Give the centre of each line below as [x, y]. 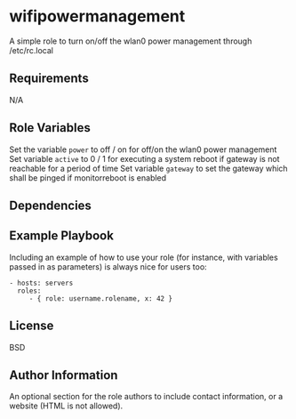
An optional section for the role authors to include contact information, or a [146, 397]
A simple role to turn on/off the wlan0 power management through [131, 41]
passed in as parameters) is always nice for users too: [108, 266]
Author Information [64, 375]
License [32, 326]
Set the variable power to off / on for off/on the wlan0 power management [143, 149]
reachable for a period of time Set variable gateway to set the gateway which [148, 168]
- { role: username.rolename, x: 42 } [101, 298]
